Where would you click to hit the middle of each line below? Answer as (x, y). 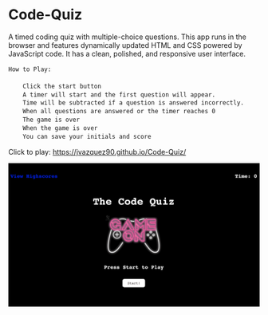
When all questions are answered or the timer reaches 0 (119, 112)
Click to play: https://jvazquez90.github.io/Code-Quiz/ (97, 152)
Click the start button (62, 86)
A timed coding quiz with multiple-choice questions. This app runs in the (128, 37)
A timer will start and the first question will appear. (119, 94)
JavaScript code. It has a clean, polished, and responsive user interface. (127, 53)
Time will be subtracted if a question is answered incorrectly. (134, 103)
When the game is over (60, 128)
